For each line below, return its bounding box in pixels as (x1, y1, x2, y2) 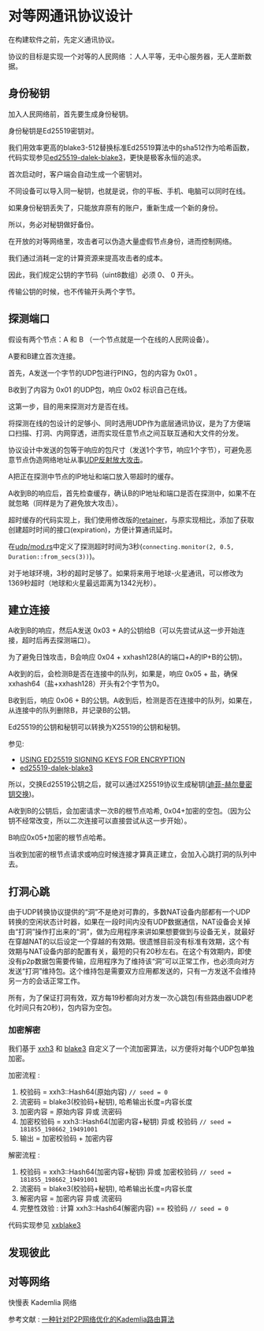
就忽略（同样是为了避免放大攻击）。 (8, 498, 122, 507)
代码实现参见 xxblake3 (8, 1221, 81, 1230)
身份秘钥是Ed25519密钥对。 (8, 125, 99, 135)
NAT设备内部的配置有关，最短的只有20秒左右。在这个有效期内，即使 (28, 947, 252, 956)
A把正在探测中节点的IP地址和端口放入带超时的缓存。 (8, 471, 179, 481)
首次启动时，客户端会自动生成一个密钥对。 (8, 169, 147, 178)
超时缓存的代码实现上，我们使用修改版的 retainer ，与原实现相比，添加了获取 (8, 514, 255, 525)
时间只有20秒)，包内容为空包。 (14, 1003, 117, 1012)
